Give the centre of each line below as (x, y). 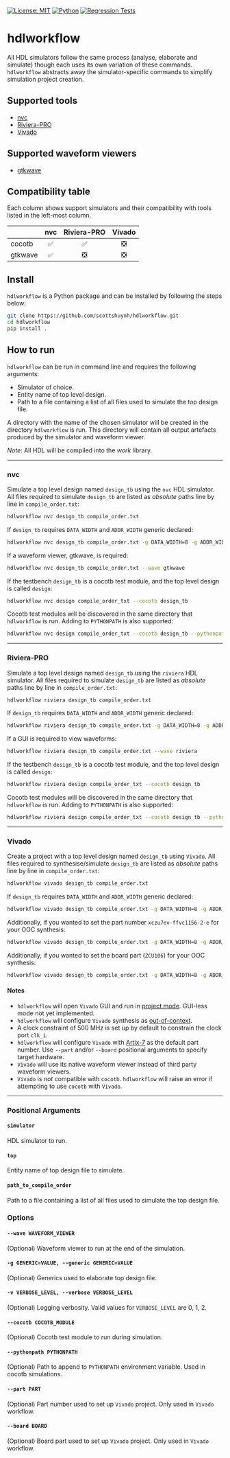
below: (16, 303)
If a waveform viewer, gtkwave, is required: (68, 555)
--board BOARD (27, 1426)
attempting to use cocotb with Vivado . (69, 1086)
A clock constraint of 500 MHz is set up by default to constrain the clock (119, 1028)
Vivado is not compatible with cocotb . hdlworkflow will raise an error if (115, 1078)
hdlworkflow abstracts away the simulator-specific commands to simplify (110, 71)
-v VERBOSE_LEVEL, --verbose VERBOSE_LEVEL (70, 1293)
